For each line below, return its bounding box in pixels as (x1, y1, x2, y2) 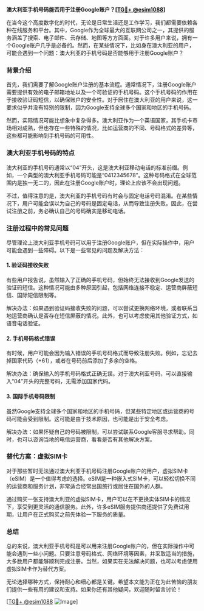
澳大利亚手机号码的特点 (6, 149, 75, 157)
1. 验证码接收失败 (6, 261, 49, 269)
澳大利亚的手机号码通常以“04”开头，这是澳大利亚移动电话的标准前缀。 (6, 164, 183, 171)
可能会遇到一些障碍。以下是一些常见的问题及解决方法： (6, 246, 144, 253)
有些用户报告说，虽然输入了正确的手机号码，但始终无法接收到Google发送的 (6, 277, 195, 284)
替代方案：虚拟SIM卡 (6, 452, 68, 461)
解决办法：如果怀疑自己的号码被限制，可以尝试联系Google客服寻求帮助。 (6, 428, 189, 435)
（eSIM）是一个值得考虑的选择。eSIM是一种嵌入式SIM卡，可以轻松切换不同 (6, 475, 196, 482)
